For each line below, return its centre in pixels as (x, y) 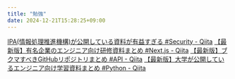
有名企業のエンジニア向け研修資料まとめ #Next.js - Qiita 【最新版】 (123, 50)
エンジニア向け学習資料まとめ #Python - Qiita (79, 68)
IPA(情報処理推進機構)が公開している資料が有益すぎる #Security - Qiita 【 (114, 41)
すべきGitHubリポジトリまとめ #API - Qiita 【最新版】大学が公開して (119, 59)
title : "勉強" (27, 14)
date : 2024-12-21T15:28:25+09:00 (56, 20)
